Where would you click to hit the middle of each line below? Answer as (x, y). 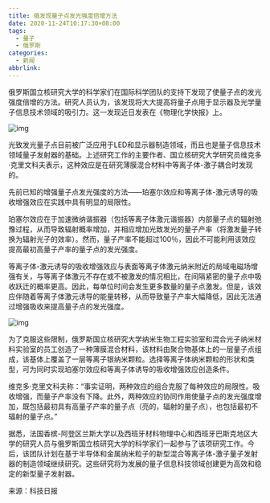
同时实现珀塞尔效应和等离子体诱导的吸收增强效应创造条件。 (135, 369)
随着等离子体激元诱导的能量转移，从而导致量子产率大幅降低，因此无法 (138, 296)
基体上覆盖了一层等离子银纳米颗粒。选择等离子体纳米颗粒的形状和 (138, 359)
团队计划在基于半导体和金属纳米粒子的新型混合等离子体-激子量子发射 (144, 453)
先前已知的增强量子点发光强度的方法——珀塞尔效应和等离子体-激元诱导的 (130, 192)
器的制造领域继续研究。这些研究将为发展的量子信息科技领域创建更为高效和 (131, 464)
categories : (28, 53)
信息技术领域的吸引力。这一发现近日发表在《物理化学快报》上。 (121, 112)
